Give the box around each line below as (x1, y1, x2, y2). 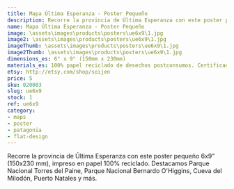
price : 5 (7, 74, 33, 82)
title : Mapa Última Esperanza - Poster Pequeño (7, 10, 148, 17)
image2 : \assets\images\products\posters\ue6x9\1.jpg (7, 36, 167, 43)
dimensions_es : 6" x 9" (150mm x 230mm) (7, 56, 127, 63)
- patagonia (7, 126, 42, 133)
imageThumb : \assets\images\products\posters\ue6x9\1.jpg (7, 42, 179, 49)
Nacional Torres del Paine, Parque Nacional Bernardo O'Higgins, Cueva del (7, 167, 223, 175)
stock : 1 (7, 94, 33, 101)
